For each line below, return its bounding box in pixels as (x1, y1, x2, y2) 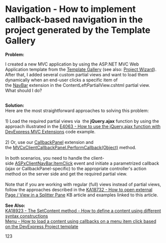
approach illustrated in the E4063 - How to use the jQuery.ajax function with (5, 123, 161, 129)
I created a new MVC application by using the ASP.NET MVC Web (5, 61, 139, 67)
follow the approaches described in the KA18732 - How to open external (5, 186, 153, 192)
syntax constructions (5, 213, 48, 219)
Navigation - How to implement (5, 3, 136, 15)
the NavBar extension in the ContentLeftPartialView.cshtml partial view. (5, 82, 150, 88)
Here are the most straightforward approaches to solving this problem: (5, 108, 149, 114)
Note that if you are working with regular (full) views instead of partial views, (5, 181, 161, 187)
